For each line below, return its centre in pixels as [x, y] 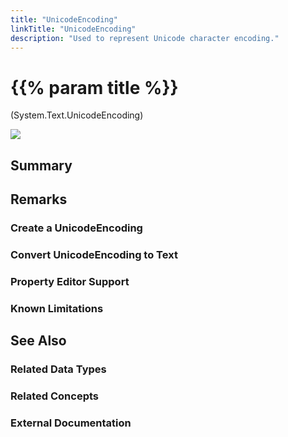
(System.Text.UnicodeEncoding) [77, 115]
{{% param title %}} [94, 87]
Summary [41, 165]
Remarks [39, 199]
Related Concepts [55, 396]
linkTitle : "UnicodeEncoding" [73, 29]
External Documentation [71, 423]
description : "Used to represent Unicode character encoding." [145, 38]
